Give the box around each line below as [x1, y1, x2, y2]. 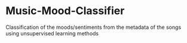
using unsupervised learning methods [5, 29, 99, 37]
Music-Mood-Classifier [5, 4, 125, 18]
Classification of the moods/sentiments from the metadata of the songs [5, 24, 182, 31]
